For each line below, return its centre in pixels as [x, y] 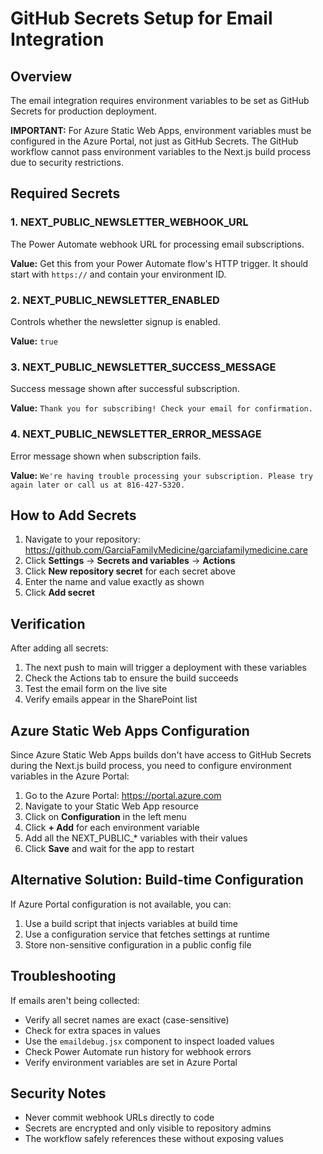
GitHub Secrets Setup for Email [141, 18]
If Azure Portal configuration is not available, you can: [121, 904]
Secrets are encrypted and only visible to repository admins [148, 1128]
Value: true [34, 341]
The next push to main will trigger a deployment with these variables [165, 668]
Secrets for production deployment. [83, 111]
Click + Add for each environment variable [112, 828]
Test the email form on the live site [96, 689]
